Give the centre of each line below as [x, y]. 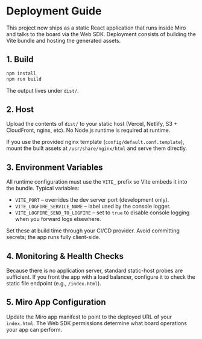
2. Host [20, 109]
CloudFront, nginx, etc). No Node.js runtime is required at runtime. [88, 130]
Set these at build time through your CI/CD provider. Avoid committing [93, 231]
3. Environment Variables [55, 167]
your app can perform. [34, 329]
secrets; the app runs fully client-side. [53, 237]
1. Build [20, 59]
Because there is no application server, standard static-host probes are [95, 270]
